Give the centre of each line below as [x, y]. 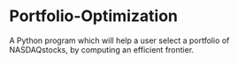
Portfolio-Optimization [94, 16]
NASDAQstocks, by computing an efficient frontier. [102, 49]
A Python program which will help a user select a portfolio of [119, 40]
